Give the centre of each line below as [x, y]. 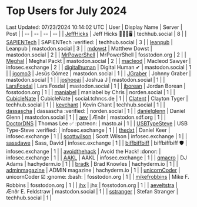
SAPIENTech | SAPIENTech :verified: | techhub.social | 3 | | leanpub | [89, 42]
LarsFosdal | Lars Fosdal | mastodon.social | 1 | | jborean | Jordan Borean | [96, 86]
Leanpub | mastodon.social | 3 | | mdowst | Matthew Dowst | [79, 48]
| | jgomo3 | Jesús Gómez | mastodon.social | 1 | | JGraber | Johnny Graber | [98, 73]
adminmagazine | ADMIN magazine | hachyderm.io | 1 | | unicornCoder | [93, 170]
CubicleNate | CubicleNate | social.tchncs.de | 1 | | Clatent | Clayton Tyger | [97, 98]
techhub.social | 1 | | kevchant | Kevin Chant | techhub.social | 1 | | [86, 105]
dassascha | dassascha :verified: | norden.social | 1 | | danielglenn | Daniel [96, 111]
